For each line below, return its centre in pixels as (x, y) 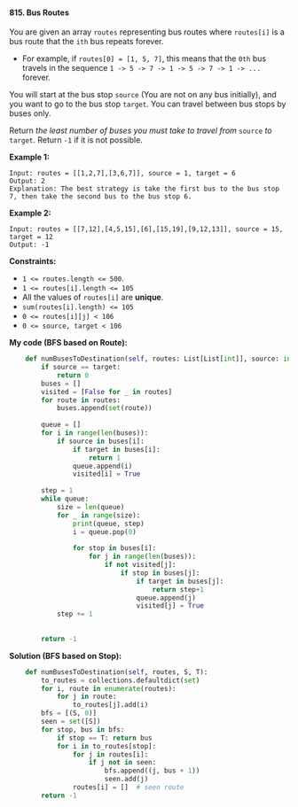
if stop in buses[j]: (160, 573)
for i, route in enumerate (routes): (109, 688)
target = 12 (31, 237)
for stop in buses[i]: (114, 548)
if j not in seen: (122, 763)
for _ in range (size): (98, 515)
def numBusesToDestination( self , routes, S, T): (117, 672)
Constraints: (33, 261)
